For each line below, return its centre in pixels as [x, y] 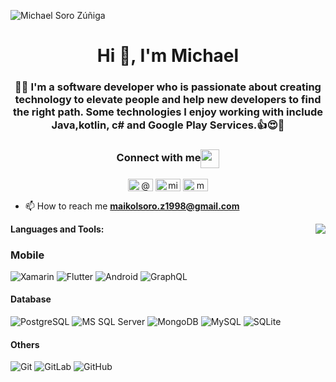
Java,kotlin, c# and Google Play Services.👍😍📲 [168, 125]
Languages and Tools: [57, 229]
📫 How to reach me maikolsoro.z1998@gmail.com [132, 206]
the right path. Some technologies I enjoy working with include [168, 112]
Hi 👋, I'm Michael [168, 56]
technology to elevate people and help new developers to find [168, 100]
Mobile [27, 255]
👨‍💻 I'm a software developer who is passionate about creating [168, 87]
